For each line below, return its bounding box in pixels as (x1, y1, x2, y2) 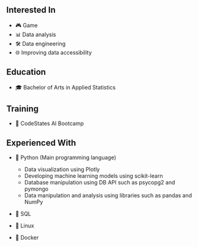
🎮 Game (15, 21, 38, 29)
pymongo (24, 185, 49, 192)
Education (6, 67, 46, 77)
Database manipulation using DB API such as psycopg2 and (24, 179, 175, 186)
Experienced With (6, 137, 76, 148)
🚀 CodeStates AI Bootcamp (15, 120, 84, 127)
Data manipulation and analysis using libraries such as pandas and (24, 192, 193, 199)
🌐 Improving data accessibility (15, 48, 92, 56)
